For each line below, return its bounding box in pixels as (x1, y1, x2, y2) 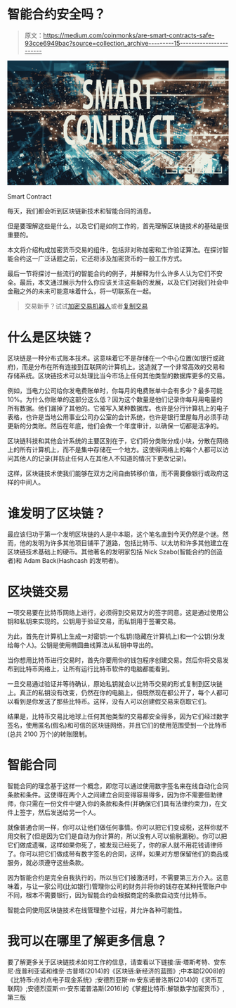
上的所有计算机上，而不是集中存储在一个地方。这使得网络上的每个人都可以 (7, 445, 223, 454)
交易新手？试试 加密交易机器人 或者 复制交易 (24, 302, 148, 311)
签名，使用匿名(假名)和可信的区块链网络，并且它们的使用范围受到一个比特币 (7, 721, 228, 730)
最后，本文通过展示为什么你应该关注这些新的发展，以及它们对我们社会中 (19, 278, 229, 287)
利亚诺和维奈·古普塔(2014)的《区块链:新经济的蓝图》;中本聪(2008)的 (27, 966, 225, 976)
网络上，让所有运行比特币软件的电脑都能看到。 (37, 665, 173, 673)
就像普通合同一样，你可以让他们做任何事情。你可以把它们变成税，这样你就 (7, 823, 223, 832)
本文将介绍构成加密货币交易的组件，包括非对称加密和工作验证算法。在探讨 (7, 246, 223, 254)
